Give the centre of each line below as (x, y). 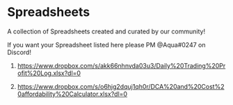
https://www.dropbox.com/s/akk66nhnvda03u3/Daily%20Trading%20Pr (121, 65)
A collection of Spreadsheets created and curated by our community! (106, 31)
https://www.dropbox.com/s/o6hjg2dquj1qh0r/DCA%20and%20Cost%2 (121, 86)
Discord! (19, 52)
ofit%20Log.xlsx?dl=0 (49, 73)
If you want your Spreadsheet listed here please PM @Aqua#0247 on (106, 45)
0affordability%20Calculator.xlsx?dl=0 (72, 94)
